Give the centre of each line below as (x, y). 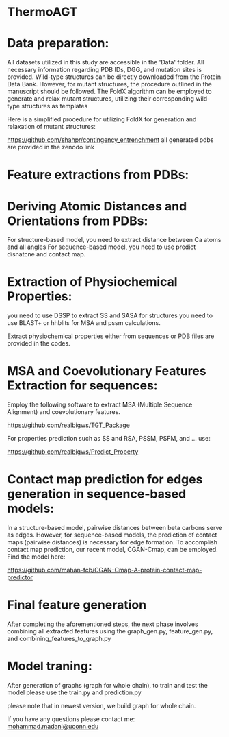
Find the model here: (36, 557)
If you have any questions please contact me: (71, 719)
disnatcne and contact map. (46, 254)
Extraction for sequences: (83, 386)
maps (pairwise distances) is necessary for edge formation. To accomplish (112, 542)
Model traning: (50, 666)
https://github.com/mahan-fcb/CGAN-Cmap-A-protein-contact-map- (105, 570)
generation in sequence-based (97, 494)
